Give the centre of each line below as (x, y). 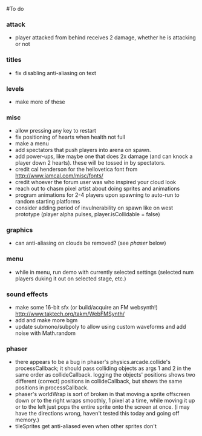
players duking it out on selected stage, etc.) (70, 279)
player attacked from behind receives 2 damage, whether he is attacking (106, 38)
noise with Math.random (45, 333)
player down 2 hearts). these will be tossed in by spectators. (90, 163)
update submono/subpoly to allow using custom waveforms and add (100, 327)
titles (14, 60)
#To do (15, 9)
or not (22, 44)
